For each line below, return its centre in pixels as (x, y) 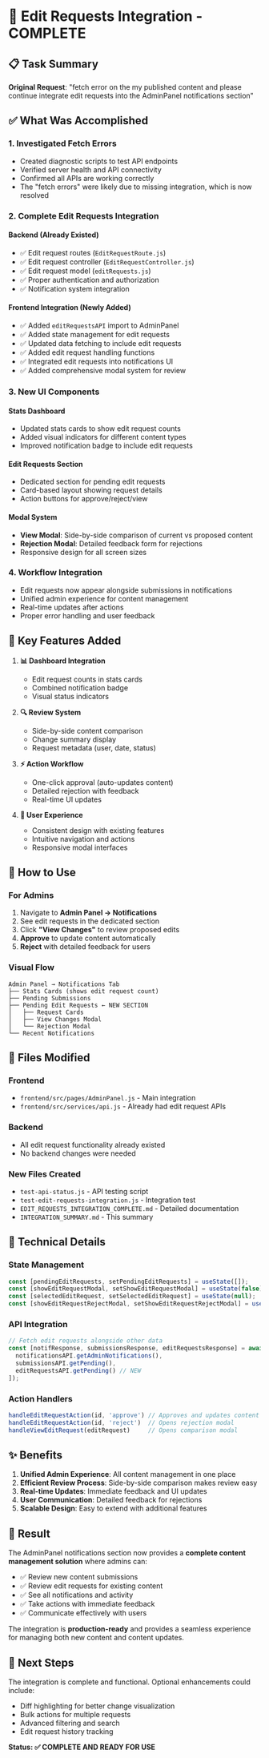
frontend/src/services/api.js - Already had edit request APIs (123, 1106)
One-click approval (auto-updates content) (102, 782)
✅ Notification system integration (74, 288)
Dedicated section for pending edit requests (92, 482)
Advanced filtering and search (70, 1723)
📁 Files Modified (49, 1058)
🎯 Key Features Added (65, 641)
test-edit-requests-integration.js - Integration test (108, 1200)
